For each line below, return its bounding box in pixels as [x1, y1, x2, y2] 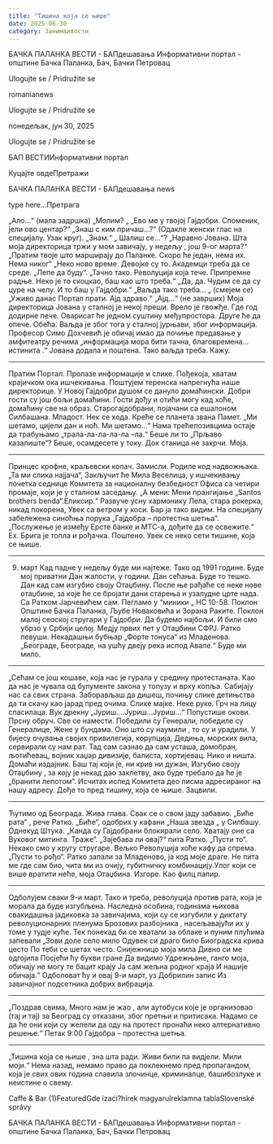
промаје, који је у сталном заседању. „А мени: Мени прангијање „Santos [8, 488, 262, 497]
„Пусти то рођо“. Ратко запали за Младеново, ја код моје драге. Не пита [8, 852, 259, 861]
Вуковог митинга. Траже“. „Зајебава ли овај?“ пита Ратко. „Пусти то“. [8, 835, 248, 844]
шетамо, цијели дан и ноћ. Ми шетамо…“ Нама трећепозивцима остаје [8, 421, 256, 431]
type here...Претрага [8, 200, 80, 210]
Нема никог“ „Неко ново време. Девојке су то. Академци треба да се [8, 259, 250, 269]
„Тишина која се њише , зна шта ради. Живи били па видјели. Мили [8, 1052, 242, 1062]
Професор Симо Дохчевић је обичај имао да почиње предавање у [8, 328, 242, 338]
